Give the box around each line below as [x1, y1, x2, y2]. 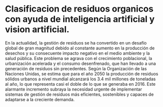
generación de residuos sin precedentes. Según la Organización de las [5, 65, 147, 71]
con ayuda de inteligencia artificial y [5, 14, 155, 25]
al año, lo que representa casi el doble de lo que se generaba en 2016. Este [5, 81, 156, 87]
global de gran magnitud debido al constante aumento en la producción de [5, 45, 155, 51]
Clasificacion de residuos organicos [5, 3, 154, 15]
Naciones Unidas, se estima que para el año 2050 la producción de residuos [5, 71, 159, 76]
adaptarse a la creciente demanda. [5, 96, 75, 102]
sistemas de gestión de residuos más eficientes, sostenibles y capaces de [5, 91, 154, 97]
